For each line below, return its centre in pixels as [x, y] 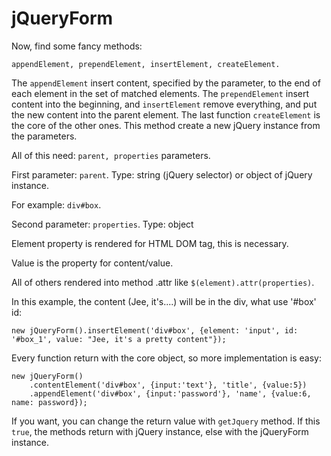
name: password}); [49, 402]
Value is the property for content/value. [92, 263]
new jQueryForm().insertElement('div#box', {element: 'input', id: [155, 330]
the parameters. [44, 136]
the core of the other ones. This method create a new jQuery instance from [166, 125]
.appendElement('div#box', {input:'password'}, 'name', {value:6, [170, 393]
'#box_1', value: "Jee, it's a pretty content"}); [119, 339]
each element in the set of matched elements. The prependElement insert [160, 93]
